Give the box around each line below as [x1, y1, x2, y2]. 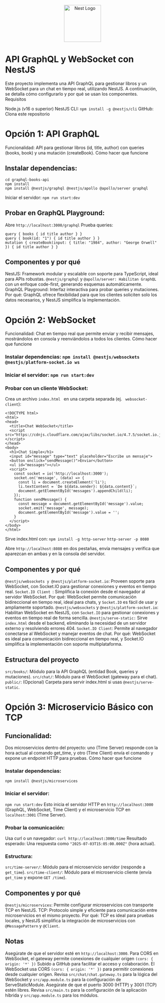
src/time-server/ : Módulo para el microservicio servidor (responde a [5, 864, 146, 870]
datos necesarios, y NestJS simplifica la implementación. [5, 297, 121, 303]
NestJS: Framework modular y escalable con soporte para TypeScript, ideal [5, 271, 159, 277]
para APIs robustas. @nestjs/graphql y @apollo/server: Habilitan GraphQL [5, 276, 157, 282]
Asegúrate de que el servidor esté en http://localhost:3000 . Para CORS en [5, 950, 159, 956]
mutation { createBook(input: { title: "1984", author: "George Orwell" [5, 240, 157, 245]
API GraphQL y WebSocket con [5, 54, 134, 65]
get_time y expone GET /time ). [5, 875, 67, 881]
